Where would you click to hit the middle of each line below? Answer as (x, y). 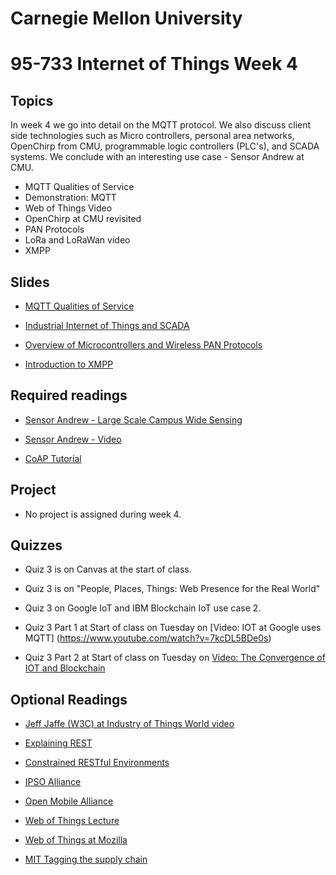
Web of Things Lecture (72, 821)
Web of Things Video (68, 208)
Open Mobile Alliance (69, 801)
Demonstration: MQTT (70, 198)
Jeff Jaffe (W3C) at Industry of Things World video (129, 724)
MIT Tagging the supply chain (86, 859)
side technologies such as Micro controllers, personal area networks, (152, 136)
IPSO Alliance (53, 782)
